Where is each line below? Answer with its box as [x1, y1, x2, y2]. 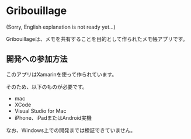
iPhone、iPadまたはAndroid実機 [14, 114, 92, 121]
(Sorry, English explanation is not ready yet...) [6, 23, 116, 30]
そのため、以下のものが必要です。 [6, 83, 88, 90]
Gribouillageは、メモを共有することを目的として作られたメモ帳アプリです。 [6, 35, 188, 42]
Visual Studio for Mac [14, 107, 67, 114]
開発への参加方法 [6, 54, 68, 64]
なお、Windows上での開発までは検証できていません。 [6, 127, 136, 134]
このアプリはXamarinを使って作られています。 [6, 71, 117, 78]
